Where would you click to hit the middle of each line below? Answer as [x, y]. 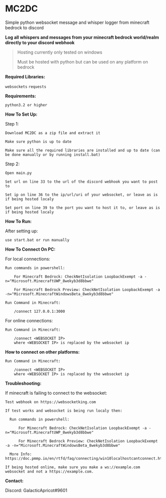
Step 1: [12, 124]
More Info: [21, 454]
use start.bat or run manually [37, 240]
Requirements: [21, 96]
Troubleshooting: [23, 383]
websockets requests [26, 87]
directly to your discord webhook [40, 42]
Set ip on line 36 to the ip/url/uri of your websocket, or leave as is [82, 195]
